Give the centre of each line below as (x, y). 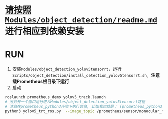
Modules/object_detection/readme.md (81, 20)
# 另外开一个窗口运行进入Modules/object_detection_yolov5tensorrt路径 (75, 102)
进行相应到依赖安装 (45, 32)
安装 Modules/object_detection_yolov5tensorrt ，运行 (67, 69)
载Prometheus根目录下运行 (41, 82)
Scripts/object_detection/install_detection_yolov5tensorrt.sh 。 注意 (86, 75)
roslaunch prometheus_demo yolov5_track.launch (56, 97)
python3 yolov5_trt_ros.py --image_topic (50, 111)
